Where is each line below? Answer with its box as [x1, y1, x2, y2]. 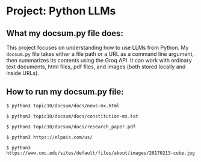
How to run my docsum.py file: [6, 87, 124, 97]
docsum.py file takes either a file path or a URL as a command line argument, [6, 50, 194, 58]
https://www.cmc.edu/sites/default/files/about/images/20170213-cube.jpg [6, 150, 196, 156]
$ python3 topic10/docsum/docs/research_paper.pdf [6, 124, 136, 130]
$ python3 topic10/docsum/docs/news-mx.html [6, 103, 120, 109]
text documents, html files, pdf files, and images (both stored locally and [6, 63, 186, 70]
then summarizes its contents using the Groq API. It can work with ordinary [6, 57, 193, 64]
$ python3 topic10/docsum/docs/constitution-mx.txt [6, 113, 138, 119]
